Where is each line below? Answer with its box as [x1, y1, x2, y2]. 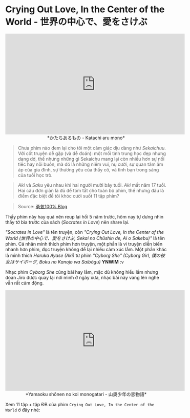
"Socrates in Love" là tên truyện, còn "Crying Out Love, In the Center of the [5, 229, 164, 235]
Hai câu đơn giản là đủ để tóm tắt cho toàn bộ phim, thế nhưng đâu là [17, 187, 164, 193]
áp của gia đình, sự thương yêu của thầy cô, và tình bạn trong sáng [17, 166, 159, 172]
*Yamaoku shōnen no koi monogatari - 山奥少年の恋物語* [25, 391, 147, 397]
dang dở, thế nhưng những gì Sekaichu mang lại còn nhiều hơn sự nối [17, 156, 165, 162]
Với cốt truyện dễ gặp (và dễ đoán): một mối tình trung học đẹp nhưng [17, 150, 166, 157]
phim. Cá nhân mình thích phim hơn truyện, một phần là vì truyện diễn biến [5, 240, 163, 247]
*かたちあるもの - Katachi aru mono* [47, 135, 125, 141]
